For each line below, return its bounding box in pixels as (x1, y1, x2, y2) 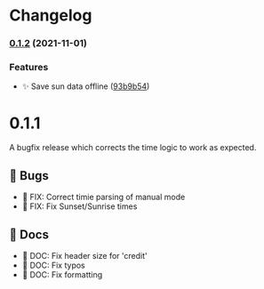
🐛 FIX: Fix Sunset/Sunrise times (21, 201, 138, 212)
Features (9, 61, 49, 74)
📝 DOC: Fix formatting (21, 269, 103, 280)
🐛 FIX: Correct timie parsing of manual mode (21, 192, 186, 203)
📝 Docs (9, 227, 49, 242)
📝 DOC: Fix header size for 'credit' (21, 250, 148, 261)
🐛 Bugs (9, 168, 49, 183)
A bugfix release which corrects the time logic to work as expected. (9, 142, 257, 153)
